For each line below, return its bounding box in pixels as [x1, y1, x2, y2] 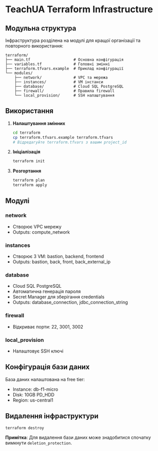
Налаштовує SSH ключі [12, 348, 64, 354]
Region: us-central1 [12, 397, 53, 403]
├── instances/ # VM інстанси [14, 80, 103, 85]
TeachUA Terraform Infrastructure [5, 4, 153, 15]
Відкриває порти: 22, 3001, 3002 [12, 323, 84, 330]
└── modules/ [5, 70, 33, 76]
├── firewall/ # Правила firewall [14, 88, 115, 93]
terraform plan [12, 178, 45, 183]
